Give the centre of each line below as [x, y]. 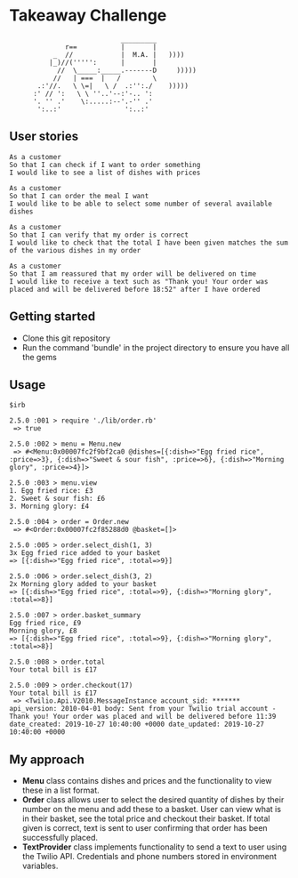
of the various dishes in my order [75, 250]
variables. [40, 866]
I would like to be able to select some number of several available [141, 204]
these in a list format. [60, 790]
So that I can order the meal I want [79, 196]
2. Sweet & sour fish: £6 [57, 499]
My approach [47, 759]
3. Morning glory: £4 [49, 507]
